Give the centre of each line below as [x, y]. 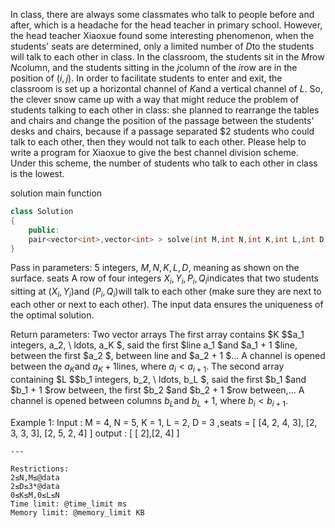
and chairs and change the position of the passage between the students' [162, 120]
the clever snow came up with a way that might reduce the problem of [155, 99]
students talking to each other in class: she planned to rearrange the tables [165, 110]
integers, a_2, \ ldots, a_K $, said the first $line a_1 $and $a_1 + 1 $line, [154, 345]
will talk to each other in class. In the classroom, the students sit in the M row [167, 57]
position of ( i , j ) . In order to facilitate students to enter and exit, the [146, 78]
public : [44, 230]
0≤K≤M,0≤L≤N [35, 495]
